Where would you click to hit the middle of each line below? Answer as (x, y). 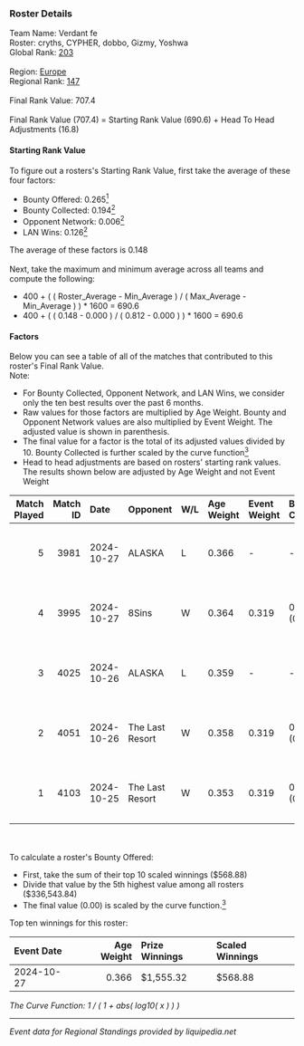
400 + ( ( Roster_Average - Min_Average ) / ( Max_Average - (134, 296)
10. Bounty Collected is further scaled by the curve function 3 (135, 451)
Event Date (38, 951)
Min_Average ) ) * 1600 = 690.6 (81, 306)
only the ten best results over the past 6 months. (113, 403)
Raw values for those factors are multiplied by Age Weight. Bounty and (154, 413)
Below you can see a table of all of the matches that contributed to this (141, 357)
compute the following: (52, 279)
